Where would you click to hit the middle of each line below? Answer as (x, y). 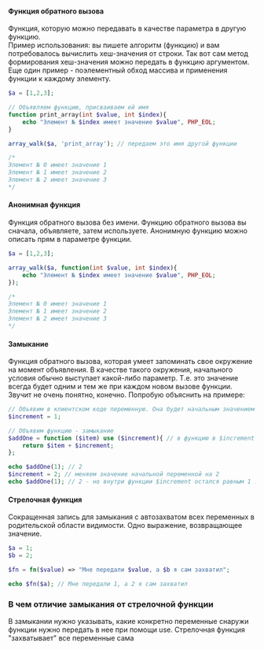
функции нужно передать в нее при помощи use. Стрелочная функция (127, 630)
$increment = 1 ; (35, 416)
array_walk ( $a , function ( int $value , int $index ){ (93, 268)
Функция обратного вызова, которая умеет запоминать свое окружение (130, 362)
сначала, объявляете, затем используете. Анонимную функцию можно (128, 231)
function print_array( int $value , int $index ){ (88, 114)
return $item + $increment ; (68, 445)
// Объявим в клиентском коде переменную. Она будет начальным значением (132, 410)
